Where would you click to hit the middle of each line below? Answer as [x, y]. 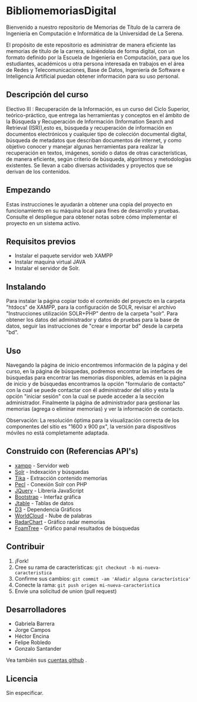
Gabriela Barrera [34, 624]
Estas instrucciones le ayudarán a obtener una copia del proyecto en [89, 204]
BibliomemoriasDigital [61, 11]
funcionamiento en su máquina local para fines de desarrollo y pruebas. [93, 210]
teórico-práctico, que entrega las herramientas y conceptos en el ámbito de [98, 115]
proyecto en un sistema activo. [43, 223]
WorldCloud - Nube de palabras [53, 515]
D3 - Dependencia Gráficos [48, 509]
